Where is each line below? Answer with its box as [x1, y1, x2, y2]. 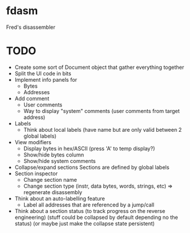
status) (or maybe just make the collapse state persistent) [14, 219, 155, 227]
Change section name [23, 176, 77, 183]
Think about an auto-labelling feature [14, 195, 105, 202]
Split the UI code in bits [14, 69, 72, 77]
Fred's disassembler [6, 24, 55, 31]
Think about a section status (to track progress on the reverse [14, 207, 165, 214]
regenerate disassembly [23, 188, 83, 195]
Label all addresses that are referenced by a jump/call [23, 201, 155, 208]
